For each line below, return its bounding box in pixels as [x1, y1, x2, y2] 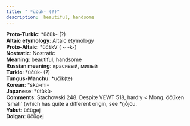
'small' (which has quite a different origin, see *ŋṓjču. [6, 100, 138, 107]
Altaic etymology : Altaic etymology [6, 37, 94, 44]
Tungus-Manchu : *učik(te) [6, 75, 73, 82]
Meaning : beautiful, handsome [6, 56, 82, 63]
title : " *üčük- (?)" [6, 8, 60, 15]
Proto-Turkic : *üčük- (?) [6, 30, 66, 37]
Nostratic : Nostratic [6, 49, 55, 56]
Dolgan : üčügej [6, 112, 44, 119]
